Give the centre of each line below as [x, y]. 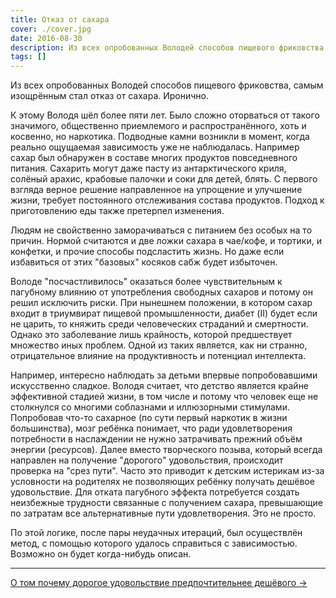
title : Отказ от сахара [60, 19]
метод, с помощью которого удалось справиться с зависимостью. [154, 543]
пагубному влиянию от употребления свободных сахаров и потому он [161, 292]
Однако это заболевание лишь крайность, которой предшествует [151, 335]
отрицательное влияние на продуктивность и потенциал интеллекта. [158, 356]
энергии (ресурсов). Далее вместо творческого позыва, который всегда [166, 450]
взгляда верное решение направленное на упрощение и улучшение [156, 190]
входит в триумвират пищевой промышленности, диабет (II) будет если [164, 313]
